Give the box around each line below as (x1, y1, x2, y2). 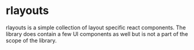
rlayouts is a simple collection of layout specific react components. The (6, 24, 186, 31)
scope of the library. (6, 37, 57, 44)
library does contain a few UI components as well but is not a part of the (6, 30, 188, 37)
